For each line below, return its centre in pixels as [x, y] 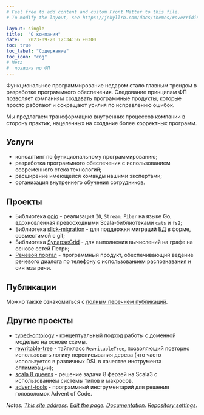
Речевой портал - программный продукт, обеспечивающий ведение [104, 255]
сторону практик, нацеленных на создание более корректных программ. [102, 123]
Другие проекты [40, 321]
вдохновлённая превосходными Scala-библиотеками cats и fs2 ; [99, 223]
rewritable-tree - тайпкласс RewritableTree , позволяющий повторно [102, 348]
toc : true [19, 46]
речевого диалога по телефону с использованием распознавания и [103, 261]
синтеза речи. [33, 268]
